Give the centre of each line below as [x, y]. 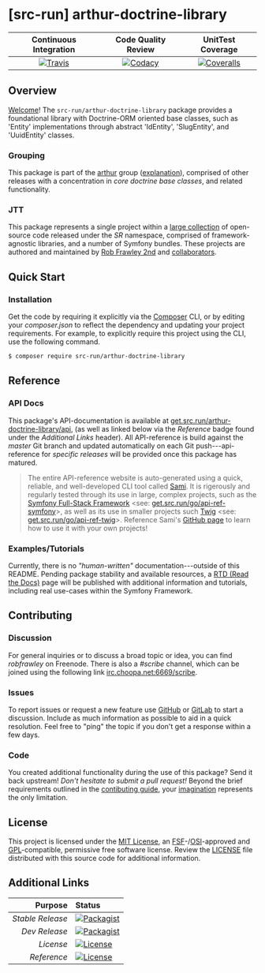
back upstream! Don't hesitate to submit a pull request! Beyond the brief [125, 781]
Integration [54, 49]
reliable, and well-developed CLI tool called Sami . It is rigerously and [139, 486]
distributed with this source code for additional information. [105, 858]
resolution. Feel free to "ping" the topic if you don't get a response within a [129, 726]
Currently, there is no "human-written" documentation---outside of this [124, 565]
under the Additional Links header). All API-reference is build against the [126, 437]
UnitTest [219, 39]
